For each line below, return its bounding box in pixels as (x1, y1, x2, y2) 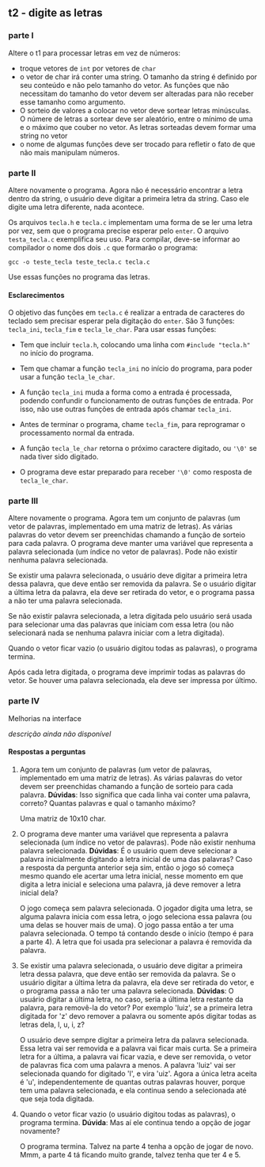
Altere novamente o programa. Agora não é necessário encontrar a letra (8, 185, 244, 195)
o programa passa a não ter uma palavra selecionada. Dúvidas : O (19, 986, 234, 995)
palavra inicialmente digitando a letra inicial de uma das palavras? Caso (19, 854, 253, 864)
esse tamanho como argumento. (19, 97, 126, 106)
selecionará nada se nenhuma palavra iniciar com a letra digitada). (8, 628, 225, 638)
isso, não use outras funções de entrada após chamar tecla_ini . (19, 404, 232, 414)
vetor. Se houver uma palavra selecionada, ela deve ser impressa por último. (8, 676, 258, 685)
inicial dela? (19, 887, 59, 898)
